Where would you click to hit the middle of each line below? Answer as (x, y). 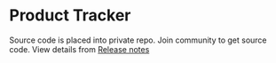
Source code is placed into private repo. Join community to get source (138, 40)
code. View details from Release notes (79, 49)
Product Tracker (70, 16)
